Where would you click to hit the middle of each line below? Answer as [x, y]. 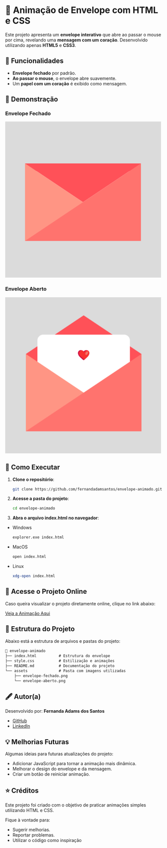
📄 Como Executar [33, 467]
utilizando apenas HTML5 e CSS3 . [41, 45]
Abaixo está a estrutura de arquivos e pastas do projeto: [63, 641]
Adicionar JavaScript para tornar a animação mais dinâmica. [74, 764]
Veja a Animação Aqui [28, 613]
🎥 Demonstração [32, 99]
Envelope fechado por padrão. [44, 73]
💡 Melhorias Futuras [37, 742]
